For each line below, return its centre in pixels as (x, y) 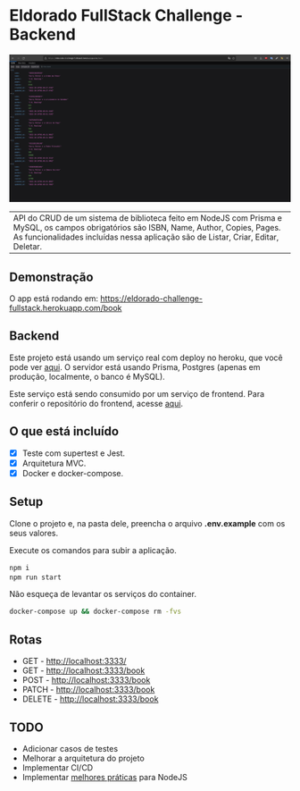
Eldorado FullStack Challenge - (126, 16)
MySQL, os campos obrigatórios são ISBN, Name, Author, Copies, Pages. (147, 227)
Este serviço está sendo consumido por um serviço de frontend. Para (137, 393)
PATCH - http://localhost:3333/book (88, 690)
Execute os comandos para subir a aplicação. (93, 550)
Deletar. (28, 246)
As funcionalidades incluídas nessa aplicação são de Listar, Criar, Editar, (146, 237)
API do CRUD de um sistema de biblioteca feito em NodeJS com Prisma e (148, 218)
